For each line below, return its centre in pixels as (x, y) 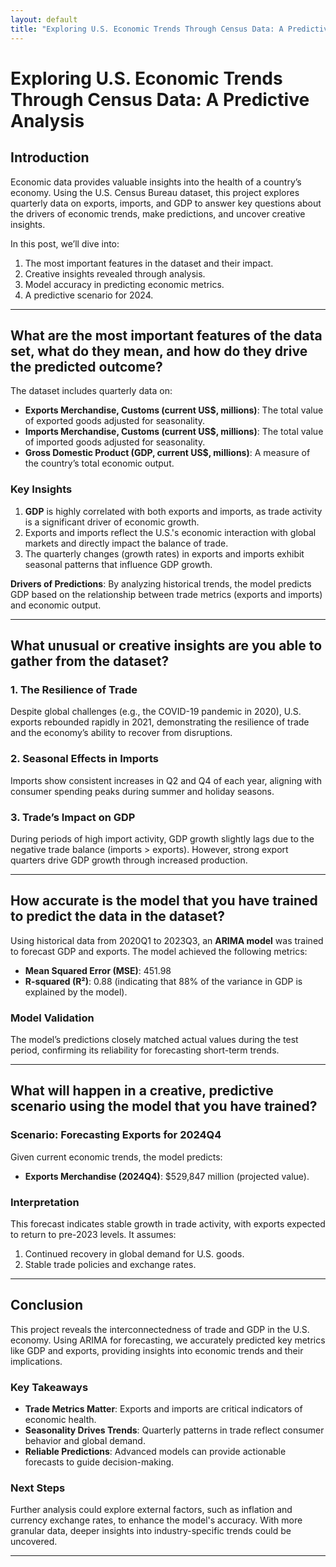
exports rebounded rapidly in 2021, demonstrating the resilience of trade (160, 722)
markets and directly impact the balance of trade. (126, 543)
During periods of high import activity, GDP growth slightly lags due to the (162, 838)
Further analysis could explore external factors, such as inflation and (151, 1510)
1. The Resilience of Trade (74, 689)
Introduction (50, 157)
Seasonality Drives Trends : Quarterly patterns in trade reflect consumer (174, 1430)
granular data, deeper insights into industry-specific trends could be (151, 1531)
